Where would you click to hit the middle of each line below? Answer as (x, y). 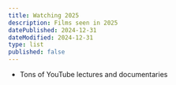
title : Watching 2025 (44, 15)
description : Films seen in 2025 (63, 23)
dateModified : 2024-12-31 (51, 37)
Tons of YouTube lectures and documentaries (94, 74)
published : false (37, 52)
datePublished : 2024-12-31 (52, 30)
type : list (26, 45)
